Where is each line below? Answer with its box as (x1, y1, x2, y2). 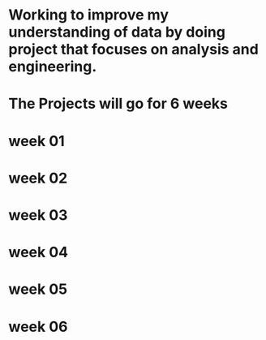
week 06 (8, 317, 68, 336)
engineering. (8, 58, 97, 76)
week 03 (8, 205, 68, 224)
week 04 (8, 243, 69, 261)
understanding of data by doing (8, 23, 225, 41)
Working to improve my (8, 6, 169, 24)
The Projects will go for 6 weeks (8, 95, 229, 113)
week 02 (8, 169, 68, 187)
